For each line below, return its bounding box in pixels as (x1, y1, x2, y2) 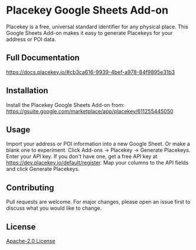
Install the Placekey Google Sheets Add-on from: (6, 101, 125, 108)
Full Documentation (6, 53, 80, 63)
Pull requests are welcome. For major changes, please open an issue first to (6, 199, 191, 206)
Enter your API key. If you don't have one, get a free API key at (6, 153, 158, 160)
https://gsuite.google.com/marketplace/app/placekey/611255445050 (6, 108, 174, 115)
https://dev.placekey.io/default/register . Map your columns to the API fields (6, 159, 189, 166)
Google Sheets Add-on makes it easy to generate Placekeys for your (6, 29, 173, 36)
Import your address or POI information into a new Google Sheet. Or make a (6, 140, 190, 148)
